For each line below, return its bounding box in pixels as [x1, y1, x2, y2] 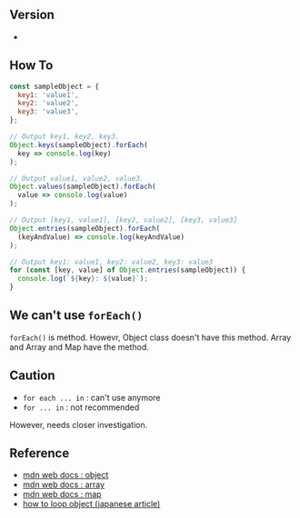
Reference [9, 445, 70, 462]
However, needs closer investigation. [9, 419, 148, 430]
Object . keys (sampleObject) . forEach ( [9, 140, 148, 149]
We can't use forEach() [9, 308, 144, 324]
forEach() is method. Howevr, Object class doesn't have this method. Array [9, 332, 292, 343]
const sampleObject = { [9, 82, 100, 91]
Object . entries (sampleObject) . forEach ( [9, 224, 161, 233]
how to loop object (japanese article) [22, 499, 161, 510]
